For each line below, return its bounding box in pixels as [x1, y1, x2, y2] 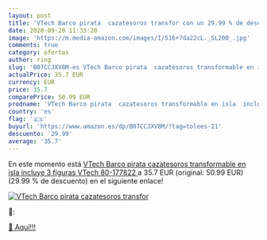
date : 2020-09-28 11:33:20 [8, 26, 98, 34]
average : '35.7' [8, 137, 62, 145]
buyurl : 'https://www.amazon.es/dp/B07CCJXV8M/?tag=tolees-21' [8, 122, 222, 130]
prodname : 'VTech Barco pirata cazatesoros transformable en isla [8, 100, 237, 108]
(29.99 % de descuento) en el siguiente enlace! [8, 176, 164, 185]
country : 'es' [8, 108, 56, 116]
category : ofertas [8, 48, 69, 56]
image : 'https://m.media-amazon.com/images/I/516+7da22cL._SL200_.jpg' [8, 33, 250, 42]
